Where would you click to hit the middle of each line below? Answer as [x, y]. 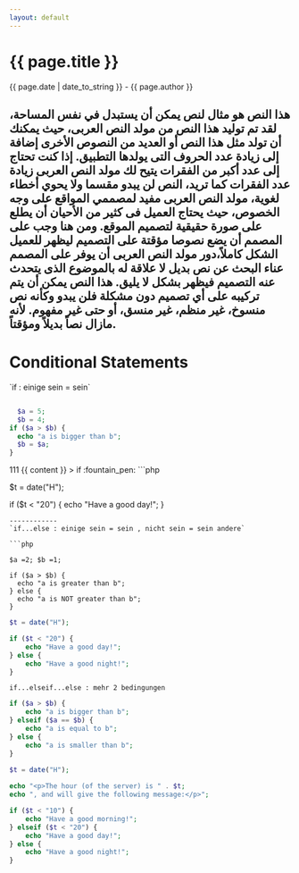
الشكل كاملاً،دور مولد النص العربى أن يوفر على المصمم [144, 254]
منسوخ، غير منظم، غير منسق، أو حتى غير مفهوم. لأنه [137, 310]
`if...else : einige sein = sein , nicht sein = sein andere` [127, 529]
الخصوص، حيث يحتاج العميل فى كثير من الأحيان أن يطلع [145, 212]
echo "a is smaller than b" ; [79, 745]
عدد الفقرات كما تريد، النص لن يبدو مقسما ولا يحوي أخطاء [150, 184]
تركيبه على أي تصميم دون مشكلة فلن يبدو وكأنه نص [135, 296]
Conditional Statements [99, 362]
